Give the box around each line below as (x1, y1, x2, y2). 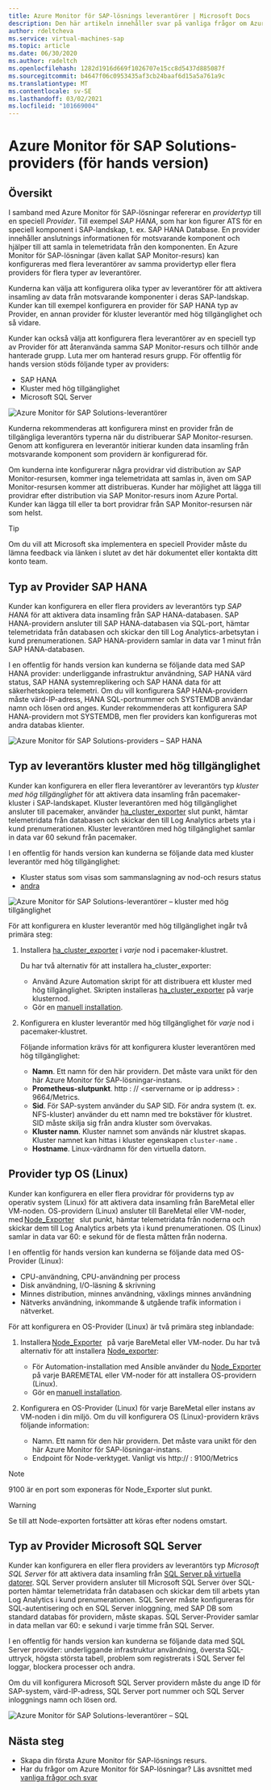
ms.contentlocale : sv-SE (8, 87, 92, 95)
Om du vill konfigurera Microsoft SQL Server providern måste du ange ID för (8, 1678, 261, 1687)
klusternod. (31, 993, 70, 1003)
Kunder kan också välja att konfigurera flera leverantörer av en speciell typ (8, 333, 256, 344)
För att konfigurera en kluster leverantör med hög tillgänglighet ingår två (8, 920, 248, 930)
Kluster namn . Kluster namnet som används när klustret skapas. (31, 1126, 247, 1136)
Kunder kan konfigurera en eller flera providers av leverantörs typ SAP (8, 601, 242, 611)
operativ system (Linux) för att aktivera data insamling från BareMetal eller (8, 1197, 256, 1207)
